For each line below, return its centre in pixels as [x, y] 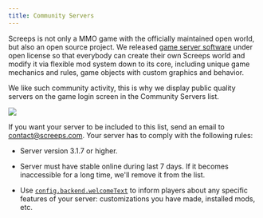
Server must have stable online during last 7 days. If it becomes [124, 166]
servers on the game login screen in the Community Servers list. [114, 96]
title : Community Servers [51, 16]
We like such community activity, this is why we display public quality [122, 88]
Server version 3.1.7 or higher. [69, 151]
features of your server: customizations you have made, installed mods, [137, 198]
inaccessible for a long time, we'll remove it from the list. [112, 174]
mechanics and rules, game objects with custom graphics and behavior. [126, 72]
